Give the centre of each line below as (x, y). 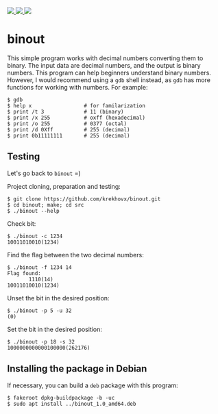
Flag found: (24, 273)
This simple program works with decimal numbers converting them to (105, 58)
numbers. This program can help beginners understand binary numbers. (109, 73)
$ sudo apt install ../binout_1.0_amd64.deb (72, 404)
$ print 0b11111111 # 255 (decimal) (69, 135)
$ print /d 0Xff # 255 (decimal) (69, 129)
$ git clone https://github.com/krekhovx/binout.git (84, 199)
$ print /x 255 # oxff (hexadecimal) (76, 118)
